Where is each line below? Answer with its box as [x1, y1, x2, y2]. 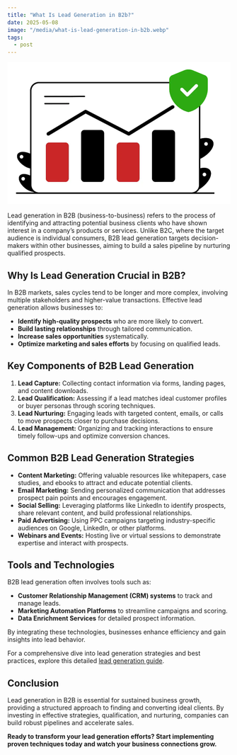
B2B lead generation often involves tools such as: [7, 578, 151, 586]
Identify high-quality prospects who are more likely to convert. [17, 317, 204, 325]
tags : [7, 34, 23, 41]
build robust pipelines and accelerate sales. [7, 719, 134, 727]
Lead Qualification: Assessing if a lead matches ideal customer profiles [17, 394, 227, 402]
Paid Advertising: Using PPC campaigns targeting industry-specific [17, 516, 216, 524]
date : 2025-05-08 [7, 18, 59, 26]
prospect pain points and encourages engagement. [17, 493, 168, 502]
